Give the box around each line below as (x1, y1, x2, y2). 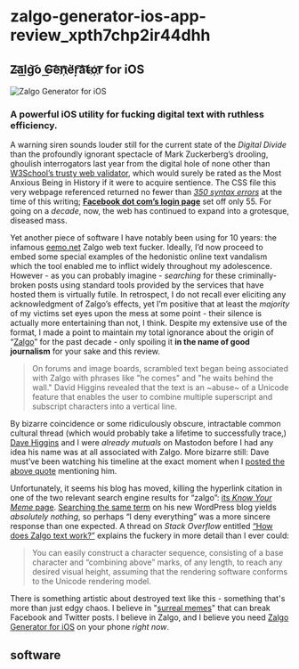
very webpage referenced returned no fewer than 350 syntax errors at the (10, 187, 283, 198)
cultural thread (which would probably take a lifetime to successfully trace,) (10, 428, 287, 438)
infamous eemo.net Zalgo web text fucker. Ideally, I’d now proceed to (10, 242, 263, 253)
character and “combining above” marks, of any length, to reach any (31, 557, 283, 567)
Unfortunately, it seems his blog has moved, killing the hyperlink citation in (10, 483, 283, 494)
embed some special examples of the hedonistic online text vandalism (10, 251, 268, 262)
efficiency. (10, 118, 58, 131)
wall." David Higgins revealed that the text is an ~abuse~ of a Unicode (31, 382, 289, 393)
